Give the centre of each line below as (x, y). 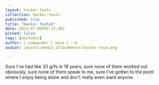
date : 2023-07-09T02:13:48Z (35, 29)
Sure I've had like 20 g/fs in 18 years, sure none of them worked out (76, 66)
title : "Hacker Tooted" (31, 24)
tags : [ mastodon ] (24, 38)
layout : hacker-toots (28, 10)
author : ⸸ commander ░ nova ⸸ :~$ (41, 43)
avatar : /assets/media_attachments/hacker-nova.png (61, 48)
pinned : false (20, 33)
